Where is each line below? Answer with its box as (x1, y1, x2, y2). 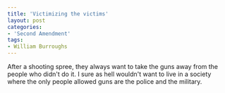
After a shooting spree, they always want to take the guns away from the (7, 63, 219, 70)
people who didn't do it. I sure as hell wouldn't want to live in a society (7, 70, 212, 78)
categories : (7, 23, 42, 30)
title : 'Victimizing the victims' (7, 10, 109, 18)
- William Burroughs (7, 43, 68, 50)
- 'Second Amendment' (7, 30, 71, 37)
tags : (7, 37, 23, 44)
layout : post (7, 17, 46, 24)
